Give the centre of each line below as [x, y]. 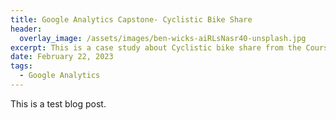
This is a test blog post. [58, 103]
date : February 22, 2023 [62, 57]
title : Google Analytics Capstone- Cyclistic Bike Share [131, 19]
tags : [21, 66]
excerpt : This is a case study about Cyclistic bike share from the [156, 47]
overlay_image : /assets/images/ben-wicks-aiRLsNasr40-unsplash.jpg [163, 38]
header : [26, 29]
